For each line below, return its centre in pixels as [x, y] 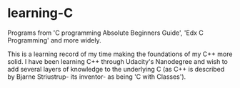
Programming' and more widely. [54, 40]
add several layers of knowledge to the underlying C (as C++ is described [116, 69]
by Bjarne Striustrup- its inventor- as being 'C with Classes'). [97, 77]
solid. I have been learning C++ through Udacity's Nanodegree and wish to [118, 61]
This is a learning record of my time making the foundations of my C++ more [120, 54]
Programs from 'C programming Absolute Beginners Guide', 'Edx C [105, 33]
